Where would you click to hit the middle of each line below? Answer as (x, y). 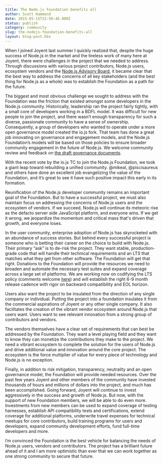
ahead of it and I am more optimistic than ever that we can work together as (81, 451)
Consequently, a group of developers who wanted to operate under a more (80, 127)
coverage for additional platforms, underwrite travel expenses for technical (80, 415)
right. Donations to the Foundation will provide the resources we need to (77, 263)
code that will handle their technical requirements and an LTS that (83, 253)
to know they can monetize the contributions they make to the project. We (79, 339)
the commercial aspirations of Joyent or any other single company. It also (79, 304)
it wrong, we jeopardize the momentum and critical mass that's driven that (80, 218)
